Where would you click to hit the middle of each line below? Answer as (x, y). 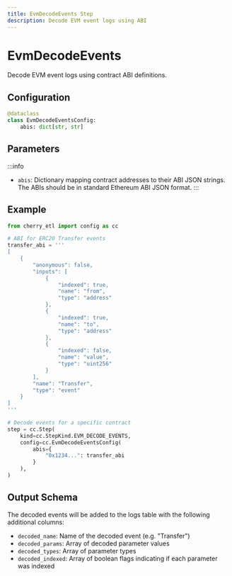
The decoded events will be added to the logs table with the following (109, 514)
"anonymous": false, (63, 265)
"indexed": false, (85, 351)
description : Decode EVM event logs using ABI (77, 21)
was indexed (36, 566)
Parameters (34, 149)
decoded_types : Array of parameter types (77, 550)
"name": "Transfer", (63, 383)
